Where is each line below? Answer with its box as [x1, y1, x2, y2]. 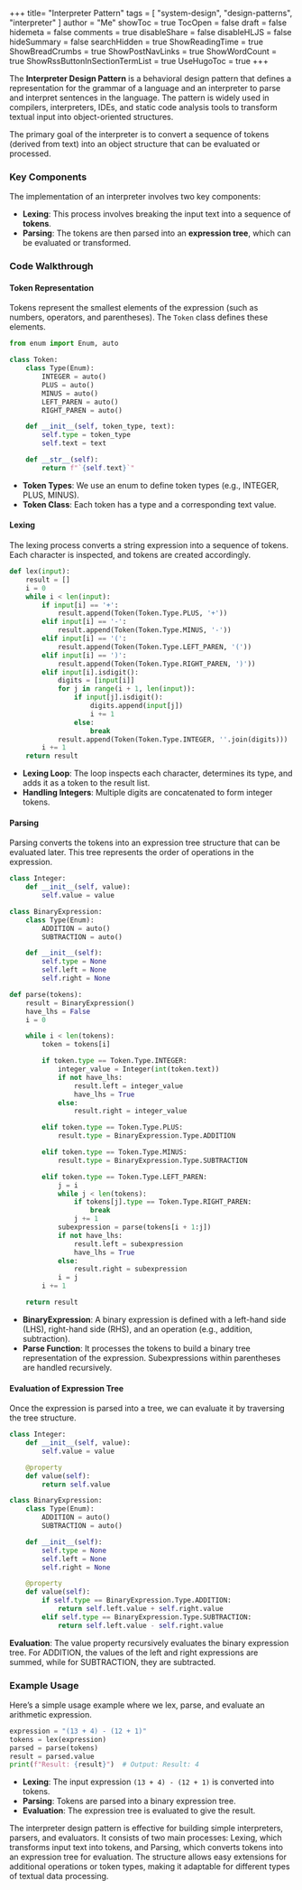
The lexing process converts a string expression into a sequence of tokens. [9, 540, 288, 550]
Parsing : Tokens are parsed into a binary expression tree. [22, 1796, 236, 1807]
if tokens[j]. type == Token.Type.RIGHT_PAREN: [73, 1197, 252, 1206]
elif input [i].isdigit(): [41, 667, 140, 676]
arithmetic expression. [9, 1708, 92, 1719]
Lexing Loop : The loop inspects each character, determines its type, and [22, 768, 293, 779]
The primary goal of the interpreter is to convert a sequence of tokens [9, 129, 270, 139]
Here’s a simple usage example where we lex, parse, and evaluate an [9, 1699, 266, 1710]
